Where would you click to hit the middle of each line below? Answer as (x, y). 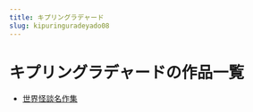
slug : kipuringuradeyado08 (59, 26)
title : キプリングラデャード (57, 17)
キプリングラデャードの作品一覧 (127, 72)
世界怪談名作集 (50, 99)
